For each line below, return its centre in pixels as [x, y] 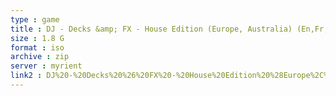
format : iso [37, 47]
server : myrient [46, 66]
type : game [35, 19]
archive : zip [40, 57]
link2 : [26, 76]
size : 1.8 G [37, 38]
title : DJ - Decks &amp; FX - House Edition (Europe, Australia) [151, 29]
